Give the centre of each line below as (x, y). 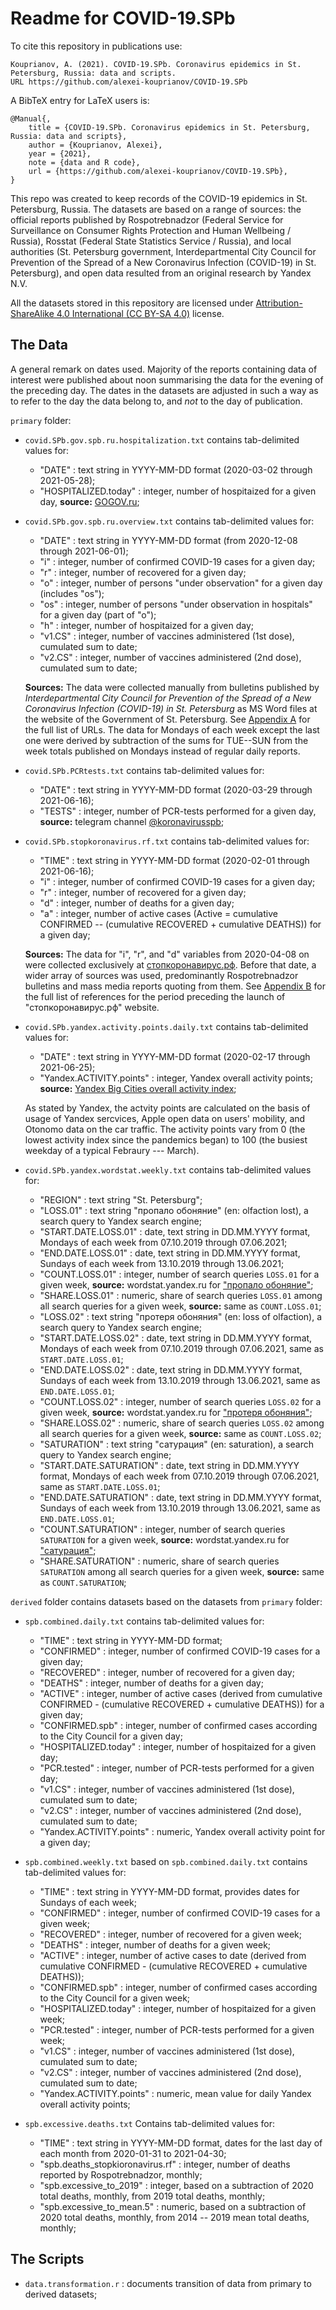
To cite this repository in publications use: (96, 46)
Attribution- (279, 303)
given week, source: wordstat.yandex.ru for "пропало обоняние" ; (176, 1284)
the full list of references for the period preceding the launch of (155, 996)
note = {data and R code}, (84, 162)
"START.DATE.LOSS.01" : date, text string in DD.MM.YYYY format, (175, 1231)
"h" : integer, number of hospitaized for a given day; (147, 625)
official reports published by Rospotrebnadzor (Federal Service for (147, 219)
